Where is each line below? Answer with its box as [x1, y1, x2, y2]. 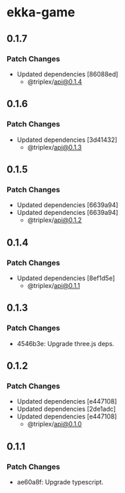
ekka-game [6, 4, 76, 21]
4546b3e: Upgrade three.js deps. [16, 339, 114, 348]
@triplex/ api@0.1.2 [27, 216, 82, 224]
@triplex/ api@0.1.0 [27, 420, 82, 428]
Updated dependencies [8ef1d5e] [16, 274, 115, 282]
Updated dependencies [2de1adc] [16, 405, 116, 414]
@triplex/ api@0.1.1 [27, 281, 81, 289]
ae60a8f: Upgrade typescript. [16, 478, 104, 486]
